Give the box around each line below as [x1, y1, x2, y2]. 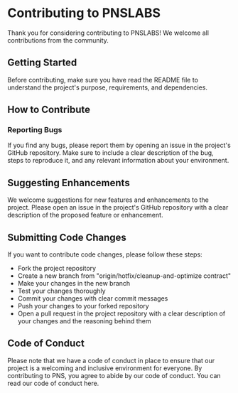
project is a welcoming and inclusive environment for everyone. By [7, 364, 202, 372]
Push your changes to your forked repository [17, 302, 149, 311]
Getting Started [7, 57, 77, 69]
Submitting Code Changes [7, 231, 126, 243]
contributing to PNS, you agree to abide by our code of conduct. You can [7, 371, 222, 379]
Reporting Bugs [7, 125, 63, 135]
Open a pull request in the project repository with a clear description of [17, 309, 226, 318]
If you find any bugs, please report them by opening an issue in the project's [7, 141, 231, 150]
